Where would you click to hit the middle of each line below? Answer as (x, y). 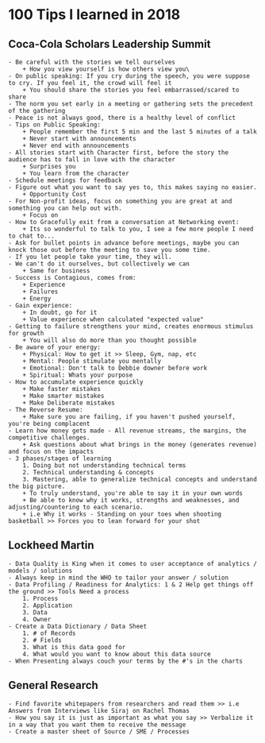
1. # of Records (50, 633)
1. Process (40, 598)
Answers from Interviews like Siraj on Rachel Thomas (99, 710)
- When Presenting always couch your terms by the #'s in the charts (126, 661)
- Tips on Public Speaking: (55, 125)
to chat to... (32, 236)
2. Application (48, 606)
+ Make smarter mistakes (63, 396)
